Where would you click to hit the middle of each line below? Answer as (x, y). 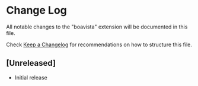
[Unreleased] (31, 63)
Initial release (31, 77)
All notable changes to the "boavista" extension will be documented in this (97, 27)
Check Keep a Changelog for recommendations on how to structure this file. (99, 44)
